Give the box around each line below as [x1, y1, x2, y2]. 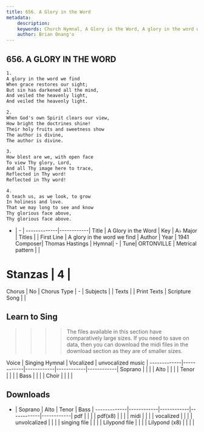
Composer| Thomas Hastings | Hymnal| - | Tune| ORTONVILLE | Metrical [15, 239, 197, 247]
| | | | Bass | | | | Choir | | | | [6, 372, 73, 379]
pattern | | [15, 246, 41, 253]
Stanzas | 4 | [6, 268, 72, 281]
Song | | [6, 294, 26, 301]
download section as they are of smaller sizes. [66, 347, 183, 354]
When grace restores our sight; [6, 81, 88, 87]
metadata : [6, 15, 32, 21]
